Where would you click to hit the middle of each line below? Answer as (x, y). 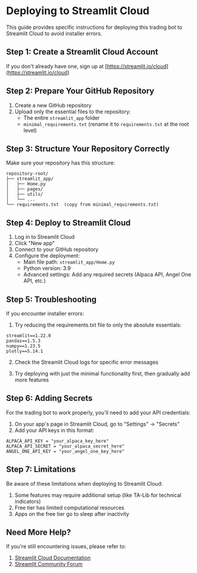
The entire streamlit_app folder (61, 118)
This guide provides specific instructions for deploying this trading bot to (94, 27)
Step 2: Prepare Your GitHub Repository (80, 91)
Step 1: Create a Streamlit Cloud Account (82, 52)
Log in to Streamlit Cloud (45, 237)
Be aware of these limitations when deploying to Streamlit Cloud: (84, 483)
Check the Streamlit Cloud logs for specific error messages (86, 362)
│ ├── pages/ (25, 189)
